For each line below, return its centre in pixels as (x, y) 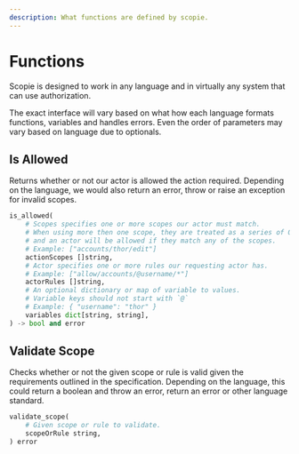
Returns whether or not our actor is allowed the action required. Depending (147, 181)
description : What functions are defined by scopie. (109, 17)
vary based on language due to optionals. (85, 131)
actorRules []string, (65, 282)
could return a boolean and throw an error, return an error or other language (149, 391)
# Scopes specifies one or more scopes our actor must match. (143, 224)
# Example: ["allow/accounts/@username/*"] (107, 274)
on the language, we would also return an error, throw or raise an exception (147, 190)
